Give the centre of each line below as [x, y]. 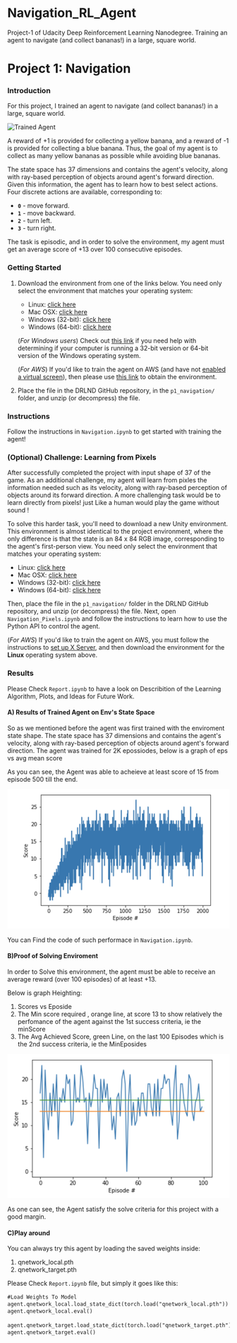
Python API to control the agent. [54, 626]
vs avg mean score [35, 758]
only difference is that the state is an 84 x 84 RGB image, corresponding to [116, 539]
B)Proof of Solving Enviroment [53, 956]
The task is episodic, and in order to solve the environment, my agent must [116, 242]
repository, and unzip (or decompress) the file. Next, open [92, 611]
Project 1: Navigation [69, 69]
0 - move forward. [43, 205]
